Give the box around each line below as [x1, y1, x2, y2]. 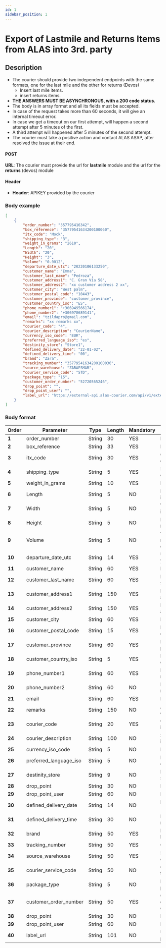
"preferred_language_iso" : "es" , [23, 337, 92, 342]
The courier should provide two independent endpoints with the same [12, 76, 155, 82]
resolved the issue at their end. [12, 140, 76, 146]
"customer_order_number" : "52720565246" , [23, 379, 110, 384]
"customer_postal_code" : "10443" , [23, 292, 94, 297]
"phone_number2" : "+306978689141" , [23, 310, 96, 315]
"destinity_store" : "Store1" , [23, 342, 85, 347]
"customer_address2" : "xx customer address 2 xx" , [23, 282, 129, 287]
